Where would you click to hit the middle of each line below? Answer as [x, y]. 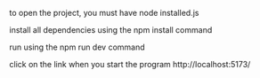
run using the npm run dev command [77, 47]
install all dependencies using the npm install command [111, 30]
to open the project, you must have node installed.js [104, 13]
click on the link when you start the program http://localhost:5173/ [130, 64]
